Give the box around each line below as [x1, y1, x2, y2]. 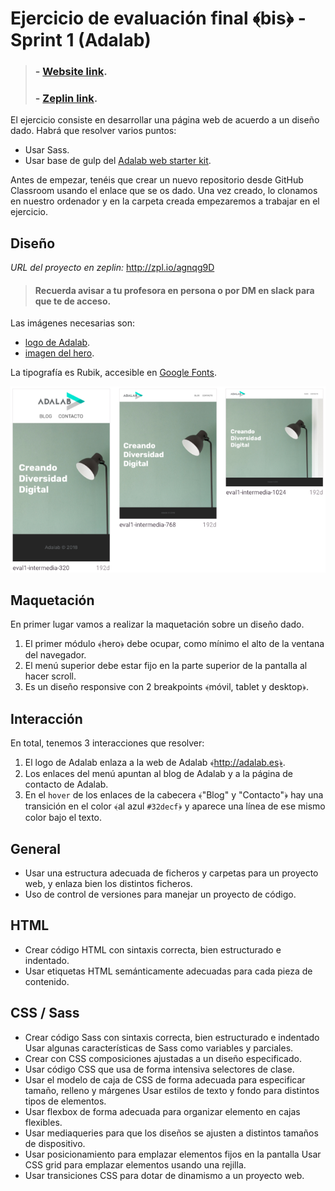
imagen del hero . [24, 347, 95, 359]
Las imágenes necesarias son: [10, 317, 136, 329]
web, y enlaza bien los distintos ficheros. [24, 878, 193, 890]
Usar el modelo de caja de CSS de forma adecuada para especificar [24, 1073, 306, 1086]
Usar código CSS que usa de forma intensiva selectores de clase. [24, 1063, 295, 1075]
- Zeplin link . [34, 92, 98, 106]
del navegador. [24, 649, 87, 661]
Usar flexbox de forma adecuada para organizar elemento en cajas [24, 1105, 301, 1117]
